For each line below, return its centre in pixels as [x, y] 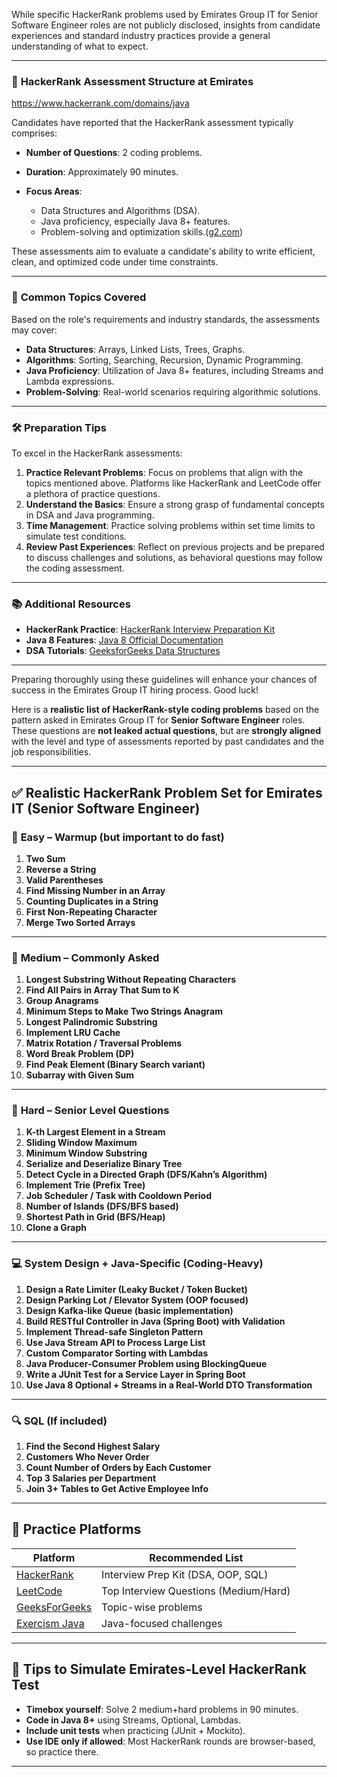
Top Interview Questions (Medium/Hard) [196, 1591]
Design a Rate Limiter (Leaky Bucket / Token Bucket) [136, 1289]
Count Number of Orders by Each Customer [118, 1468]
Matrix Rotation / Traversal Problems [104, 1043]
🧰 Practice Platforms [76, 1529]
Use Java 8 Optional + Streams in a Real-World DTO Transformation [169, 1385]
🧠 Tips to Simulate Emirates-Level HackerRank [159, 1669]
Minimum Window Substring [86, 1153]
